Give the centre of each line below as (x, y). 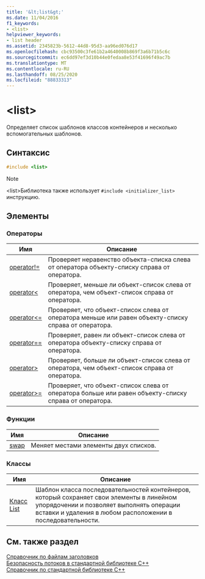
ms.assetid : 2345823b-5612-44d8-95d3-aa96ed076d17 (72, 46)
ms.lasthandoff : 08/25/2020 (42, 75)
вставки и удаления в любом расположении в (104, 512)
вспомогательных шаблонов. (44, 134)
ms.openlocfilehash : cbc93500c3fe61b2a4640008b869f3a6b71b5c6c (88, 52)
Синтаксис (28, 153)
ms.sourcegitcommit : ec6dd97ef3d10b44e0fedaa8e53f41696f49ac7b (88, 57)
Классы (19, 464)
